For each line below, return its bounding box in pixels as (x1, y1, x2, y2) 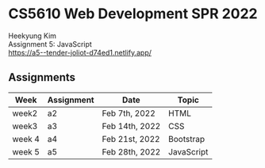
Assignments (8, 71, 76, 84)
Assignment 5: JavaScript (8, 39, 93, 48)
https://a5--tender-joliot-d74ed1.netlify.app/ (8, 48, 152, 57)
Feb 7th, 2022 (102, 108, 156, 119)
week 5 (12, 146, 40, 157)
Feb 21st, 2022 (102, 133, 160, 144)
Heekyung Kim (8, 31, 57, 40)
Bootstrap (167, 133, 205, 144)
